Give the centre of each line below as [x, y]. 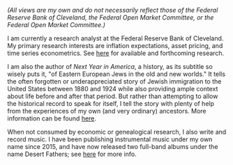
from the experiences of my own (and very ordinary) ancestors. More [107, 111]
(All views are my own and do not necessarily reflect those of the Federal [113, 10]
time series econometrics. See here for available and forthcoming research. [116, 53]
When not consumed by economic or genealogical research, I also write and [117, 132]
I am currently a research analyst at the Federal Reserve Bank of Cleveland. [115, 38]
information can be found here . [52, 118]
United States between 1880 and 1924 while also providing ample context [113, 89]
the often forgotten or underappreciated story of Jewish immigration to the [114, 81]
